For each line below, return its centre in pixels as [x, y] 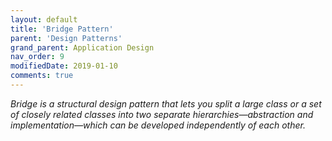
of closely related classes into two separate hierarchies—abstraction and [162, 114]
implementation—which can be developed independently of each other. [158, 125]
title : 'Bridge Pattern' [62, 29]
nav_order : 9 [37, 57]
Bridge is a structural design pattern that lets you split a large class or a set [166, 103]
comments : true [42, 76]
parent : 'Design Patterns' [66, 38]
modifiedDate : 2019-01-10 [64, 66]
